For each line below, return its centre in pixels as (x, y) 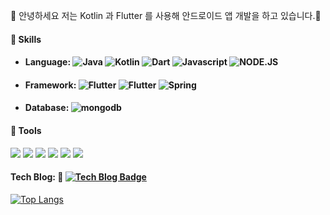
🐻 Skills (26, 39)
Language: (48, 62)
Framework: (50, 85)
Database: (47, 108)
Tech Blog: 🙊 (37, 177)
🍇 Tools (26, 130)
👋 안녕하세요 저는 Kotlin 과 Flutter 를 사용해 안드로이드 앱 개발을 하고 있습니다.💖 (166, 15)
